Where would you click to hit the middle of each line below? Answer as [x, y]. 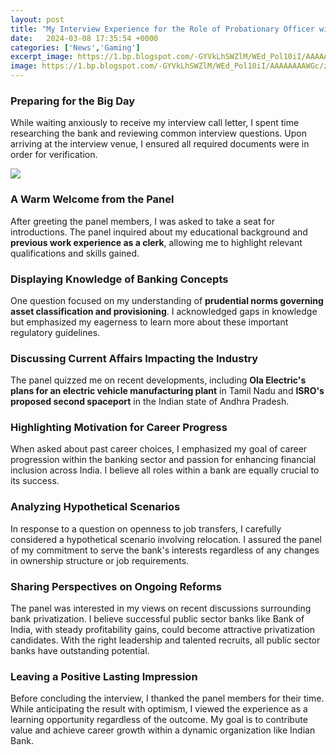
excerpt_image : [42, 57]
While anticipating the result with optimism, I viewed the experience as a [159, 709]
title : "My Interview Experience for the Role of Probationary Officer [162, 29]
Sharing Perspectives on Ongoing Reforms [116, 586]
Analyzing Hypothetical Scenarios [95, 507]
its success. [35, 481]
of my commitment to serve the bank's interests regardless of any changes [165, 550]
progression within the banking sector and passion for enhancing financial [163, 460]
